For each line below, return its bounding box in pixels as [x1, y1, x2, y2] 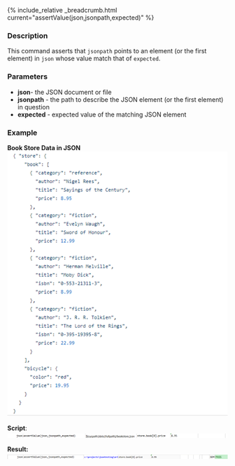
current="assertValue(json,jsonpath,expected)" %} [7, 13, 155, 22]
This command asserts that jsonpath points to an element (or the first [7, 47, 207, 55]
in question [17, 102, 50, 111]
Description [7, 31, 48, 41]
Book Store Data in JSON [7, 143, 81, 152]
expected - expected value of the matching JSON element [17, 110, 187, 119]
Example [7, 128, 38, 138]
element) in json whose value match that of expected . [7, 54, 161, 62]
